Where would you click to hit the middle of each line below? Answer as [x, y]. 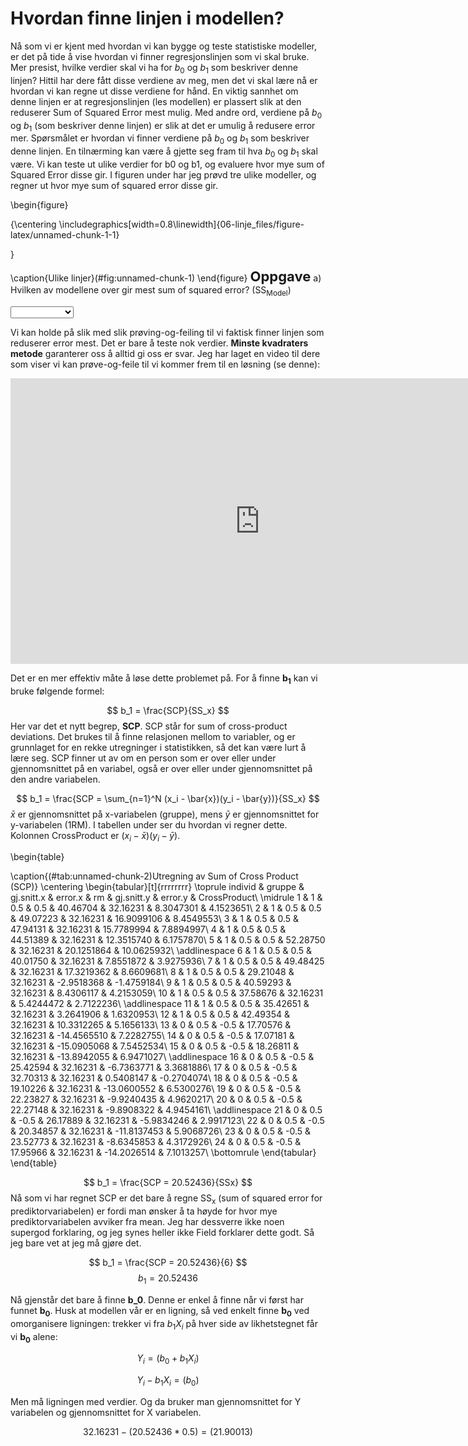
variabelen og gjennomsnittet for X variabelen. [106, 1412]
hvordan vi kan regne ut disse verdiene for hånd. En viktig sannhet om [154, 91]
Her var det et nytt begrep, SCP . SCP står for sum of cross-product [149, 726]
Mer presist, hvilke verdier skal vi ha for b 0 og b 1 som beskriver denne [154, 68]
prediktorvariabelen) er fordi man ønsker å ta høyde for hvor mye [144, 1211]
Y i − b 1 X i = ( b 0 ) [168, 1381]
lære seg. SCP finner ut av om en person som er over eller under [143, 758]
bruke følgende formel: [57, 691]
